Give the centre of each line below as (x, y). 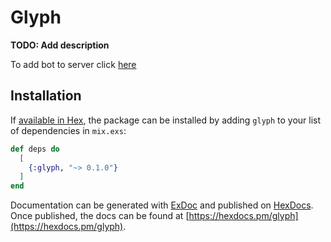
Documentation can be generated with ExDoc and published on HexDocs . (162, 205)
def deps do (35, 149)
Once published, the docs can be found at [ (100, 216)
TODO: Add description (60, 45)
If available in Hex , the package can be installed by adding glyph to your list (166, 120)
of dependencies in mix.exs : (68, 130)
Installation (46, 96)
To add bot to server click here (73, 64)
